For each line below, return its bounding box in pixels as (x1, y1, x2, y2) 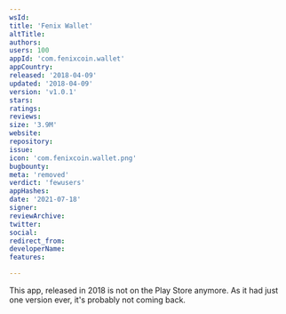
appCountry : (9, 63, 53, 72)
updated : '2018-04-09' (9, 79, 93, 88)
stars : (9, 95, 34, 105)
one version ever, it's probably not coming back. (9, 294, 187, 305)
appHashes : (9, 187, 50, 196)
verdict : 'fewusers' (9, 179, 86, 188)
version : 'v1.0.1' (9, 87, 77, 96)
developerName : (9, 245, 66, 254)
